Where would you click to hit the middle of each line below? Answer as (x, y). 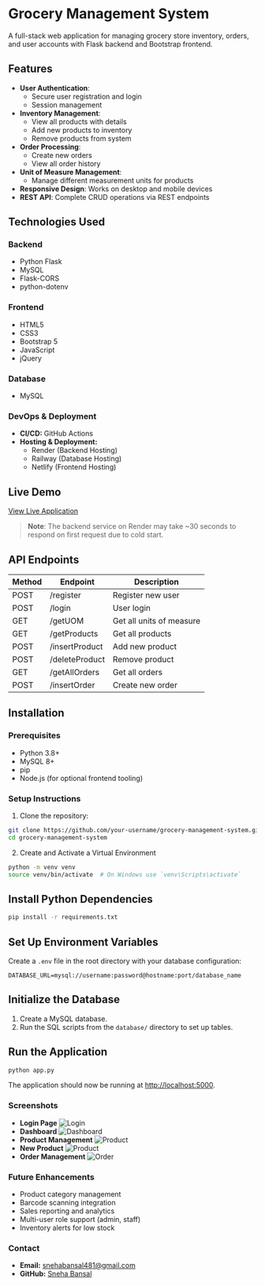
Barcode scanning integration (67, 1203)
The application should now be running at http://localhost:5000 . (112, 1085)
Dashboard (38, 1131)
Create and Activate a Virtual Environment (88, 852)
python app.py (32, 1070)
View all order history (66, 164)
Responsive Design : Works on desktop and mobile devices (116, 189)
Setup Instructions (45, 798)
